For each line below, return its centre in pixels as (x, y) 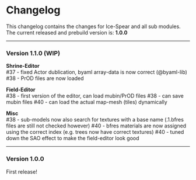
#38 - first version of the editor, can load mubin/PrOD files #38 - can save (95, 96)
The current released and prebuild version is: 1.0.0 (67, 32)
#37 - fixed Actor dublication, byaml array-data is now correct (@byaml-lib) (97, 72)
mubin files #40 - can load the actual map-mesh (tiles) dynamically (87, 102)
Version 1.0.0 (25, 159)
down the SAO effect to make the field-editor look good (73, 139)
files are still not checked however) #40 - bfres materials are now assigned (96, 126)
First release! (22, 172)
